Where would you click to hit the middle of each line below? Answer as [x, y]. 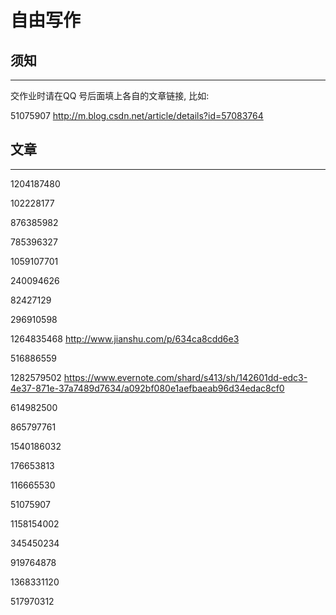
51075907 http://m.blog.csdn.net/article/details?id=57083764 [137, 115]
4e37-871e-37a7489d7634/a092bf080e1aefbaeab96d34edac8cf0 [147, 388]
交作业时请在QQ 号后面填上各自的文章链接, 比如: [110, 95]
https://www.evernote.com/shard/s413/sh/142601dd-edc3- [185, 377]
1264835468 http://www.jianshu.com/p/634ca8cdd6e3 [125, 338]
